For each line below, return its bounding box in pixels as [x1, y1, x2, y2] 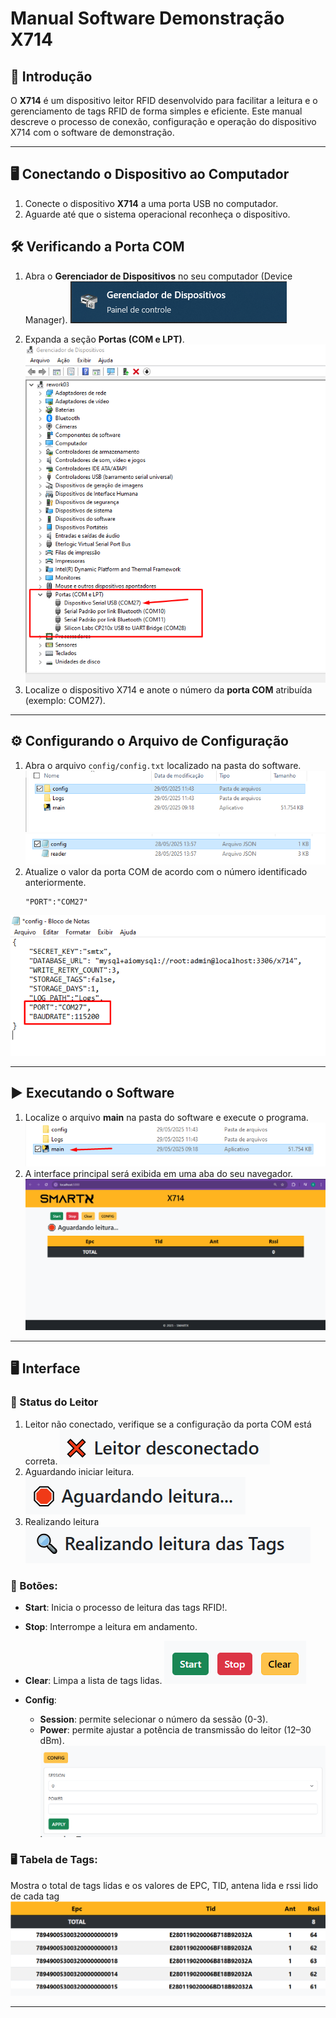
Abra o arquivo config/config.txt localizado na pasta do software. [24, 759, 302, 771]
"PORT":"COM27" [24, 897, 89, 907]
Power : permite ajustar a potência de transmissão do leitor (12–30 [39, 1723, 312, 1736]
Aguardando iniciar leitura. [24, 1465, 135, 1477]
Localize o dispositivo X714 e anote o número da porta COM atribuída [24, 684, 313, 696]
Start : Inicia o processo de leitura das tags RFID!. [24, 1601, 228, 1613]
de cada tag [10, 1890, 60, 1902]
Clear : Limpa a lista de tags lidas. [24, 1674, 163, 1686]
